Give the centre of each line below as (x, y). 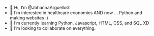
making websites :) (29, 18)
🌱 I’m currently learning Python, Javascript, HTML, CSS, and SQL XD (79, 23)
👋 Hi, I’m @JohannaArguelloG (40, 8)
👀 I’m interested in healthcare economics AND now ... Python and (76, 13)
